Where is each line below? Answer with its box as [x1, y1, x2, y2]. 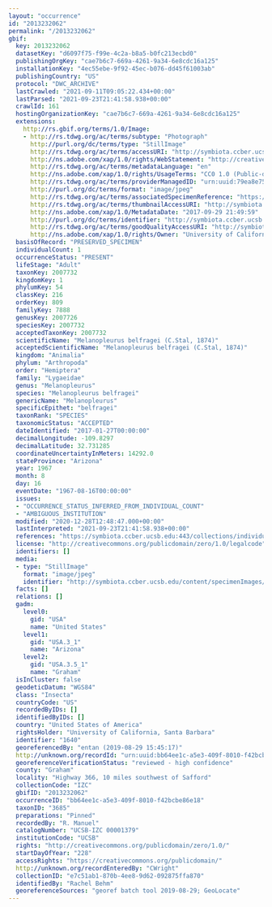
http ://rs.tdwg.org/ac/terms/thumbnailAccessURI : [29, 200, 201, 208]
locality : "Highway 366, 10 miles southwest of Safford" [15, 774, 212, 782]
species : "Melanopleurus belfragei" [15, 389, 139, 398]
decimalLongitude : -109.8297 [15, 434, 114, 442]
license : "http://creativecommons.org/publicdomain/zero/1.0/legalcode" [15, 540, 266, 548]
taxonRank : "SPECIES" [15, 411, 89, 420]
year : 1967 [15, 464, 53, 473]
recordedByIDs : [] [15, 706, 79, 714]
